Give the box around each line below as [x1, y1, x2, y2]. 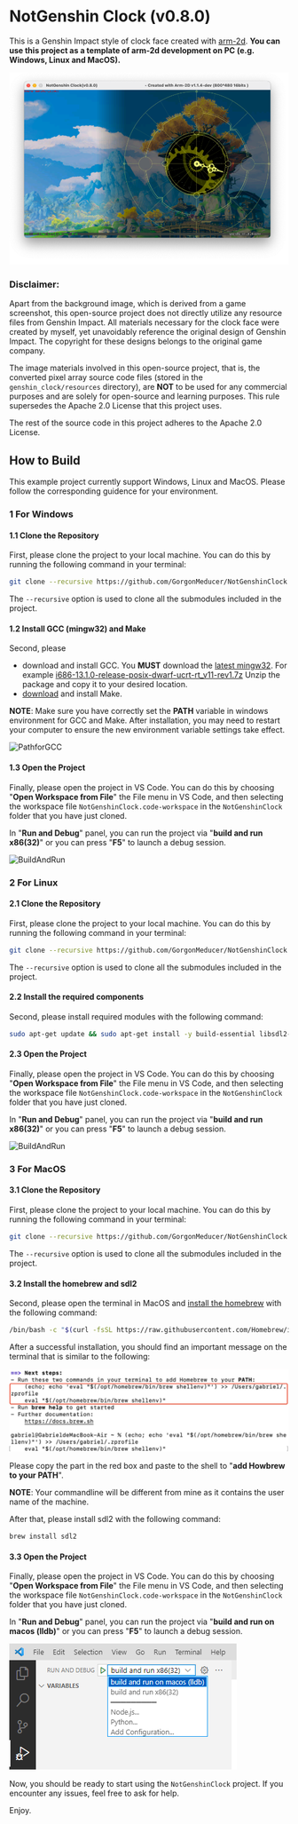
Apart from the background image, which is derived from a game [9, 298, 247, 309]
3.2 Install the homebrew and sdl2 [9, 1278, 137, 1289]
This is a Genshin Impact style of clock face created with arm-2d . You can [9, 36, 281, 46]
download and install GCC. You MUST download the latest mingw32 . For [21, 660, 287, 671]
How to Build [9, 453, 82, 468]
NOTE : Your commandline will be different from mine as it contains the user [9, 1487, 285, 1498]
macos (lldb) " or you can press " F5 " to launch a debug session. [9, 1626, 243, 1637]
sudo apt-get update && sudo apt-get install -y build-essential [9, 1029, 255, 1038]
